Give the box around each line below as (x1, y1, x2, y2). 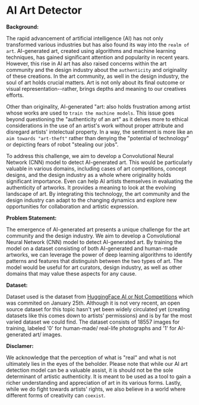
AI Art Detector (6, 4, 82, 17)
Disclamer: (6, 342, 34, 349)
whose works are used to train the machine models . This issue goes (6, 109, 175, 116)
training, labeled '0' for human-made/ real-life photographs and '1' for (6, 324, 177, 331)
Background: (6, 23, 39, 30)
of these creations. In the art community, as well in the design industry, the (6, 72, 189, 80)
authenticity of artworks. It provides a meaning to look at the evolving (6, 183, 176, 191)
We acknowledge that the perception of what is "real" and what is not (6, 354, 176, 361)
